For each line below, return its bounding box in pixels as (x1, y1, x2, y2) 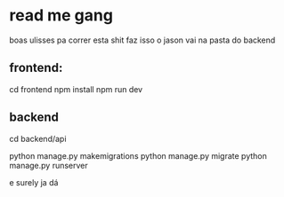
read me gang (9, 5, 114, 26)
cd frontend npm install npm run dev (9, 83, 143, 94)
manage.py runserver (9, 160, 89, 170)
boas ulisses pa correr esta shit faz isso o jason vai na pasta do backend (9, 35, 276, 45)
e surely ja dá (9, 177, 59, 187)
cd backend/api (9, 133, 67, 144)
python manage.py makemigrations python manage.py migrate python (9, 150, 267, 161)
